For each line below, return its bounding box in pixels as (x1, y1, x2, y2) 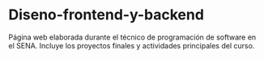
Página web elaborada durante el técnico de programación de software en (8, 32, 257, 42)
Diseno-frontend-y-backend (8, 6, 205, 24)
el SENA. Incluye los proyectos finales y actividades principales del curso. (8, 40, 255, 50)
